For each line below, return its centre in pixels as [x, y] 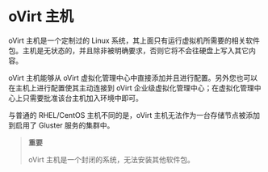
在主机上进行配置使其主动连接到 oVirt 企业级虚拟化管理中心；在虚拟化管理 [131, 88]
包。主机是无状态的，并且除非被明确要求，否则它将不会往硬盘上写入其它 [128, 50]
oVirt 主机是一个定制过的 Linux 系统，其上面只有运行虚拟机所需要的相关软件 [134, 40]
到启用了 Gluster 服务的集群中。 [61, 125]
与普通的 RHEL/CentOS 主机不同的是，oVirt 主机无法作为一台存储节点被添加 [134, 115]
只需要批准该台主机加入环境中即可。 [82, 98]
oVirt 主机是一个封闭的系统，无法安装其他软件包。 [111, 159]
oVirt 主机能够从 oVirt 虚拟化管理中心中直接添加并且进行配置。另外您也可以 [133, 78]
